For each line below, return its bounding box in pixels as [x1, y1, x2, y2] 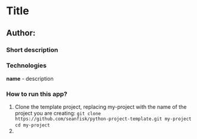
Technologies [6, 61, 47, 69]
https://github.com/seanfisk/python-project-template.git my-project [14, 116, 192, 122]
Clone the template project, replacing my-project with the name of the [14, 103, 187, 110]
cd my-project [14, 122, 50, 128]
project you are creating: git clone [14, 110, 101, 117]
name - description [6, 75, 54, 82]
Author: [6, 28, 36, 38]
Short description [6, 46, 59, 54]
